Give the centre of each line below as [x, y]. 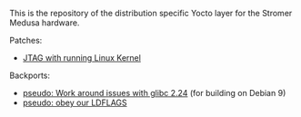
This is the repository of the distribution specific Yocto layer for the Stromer [151, 13]
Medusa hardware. [45, 23]
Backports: [30, 75]
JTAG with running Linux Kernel [81, 58]
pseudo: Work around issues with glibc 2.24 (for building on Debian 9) [154, 93]
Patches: [26, 40]
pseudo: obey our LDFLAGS [75, 102]
